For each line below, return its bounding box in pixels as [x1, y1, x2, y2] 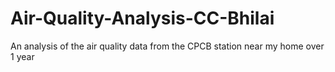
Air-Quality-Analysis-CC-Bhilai [10, 7, 275, 30]
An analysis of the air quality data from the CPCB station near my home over [10, 40, 325, 52]
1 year [10, 50, 35, 62]
